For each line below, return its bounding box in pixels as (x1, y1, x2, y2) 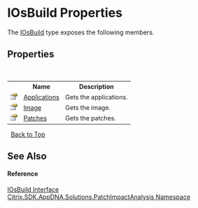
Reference (7, 169, 38, 178)
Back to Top (10, 130, 45, 138)
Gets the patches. (65, 114, 117, 122)
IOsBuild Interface (7, 186, 59, 194)
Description (79, 83, 114, 91)
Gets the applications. (65, 92, 128, 101)
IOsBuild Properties (7, 5, 123, 21)
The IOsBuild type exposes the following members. (7, 28, 155, 36)
